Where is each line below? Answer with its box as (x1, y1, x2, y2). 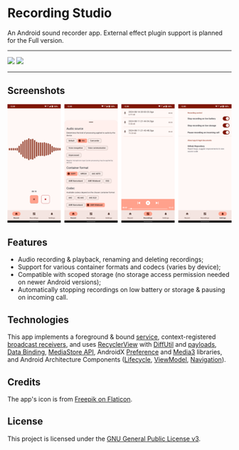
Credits (7, 376, 41, 388)
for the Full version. (7, 36, 64, 44)
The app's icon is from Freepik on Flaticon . (7, 394, 133, 403)
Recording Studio (7, 5, 112, 21)
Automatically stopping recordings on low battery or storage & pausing (17, 286, 225, 294)
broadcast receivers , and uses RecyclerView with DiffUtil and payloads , (7, 340, 217, 349)
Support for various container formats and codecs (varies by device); (17, 263, 221, 271)
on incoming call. (17, 293, 68, 302)
